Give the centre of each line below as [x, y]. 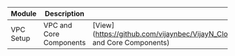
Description [65, 13]
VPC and [58, 25]
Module [24, 13]
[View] [104, 25]
